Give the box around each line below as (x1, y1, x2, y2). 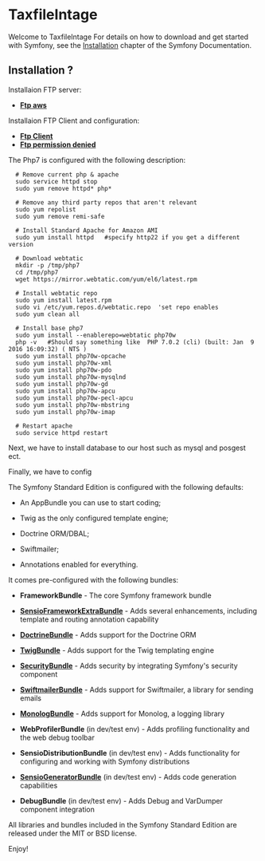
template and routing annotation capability (19, 614, 159, 624)
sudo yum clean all (15, 310, 80, 318)
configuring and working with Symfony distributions (19, 756, 190, 766)
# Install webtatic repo (15, 289, 98, 297)
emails (19, 693, 42, 703)
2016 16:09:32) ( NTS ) (8, 345, 88, 353)
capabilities (19, 780, 58, 790)
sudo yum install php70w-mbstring (15, 401, 130, 409)
